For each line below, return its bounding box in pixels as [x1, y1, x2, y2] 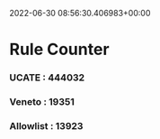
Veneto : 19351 [9, 96, 75, 108]
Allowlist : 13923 [9, 119, 84, 132]
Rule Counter [9, 40, 110, 60]
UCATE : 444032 [9, 71, 85, 84]
